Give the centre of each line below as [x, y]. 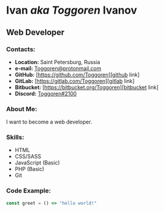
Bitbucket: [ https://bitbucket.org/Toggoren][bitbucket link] [86, 87]
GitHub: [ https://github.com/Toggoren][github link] [77, 74]
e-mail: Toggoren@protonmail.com [58, 68]
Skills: [15, 137]
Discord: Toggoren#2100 [46, 93]
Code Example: [29, 191]
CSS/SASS [28, 156]
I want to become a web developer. [49, 122]
